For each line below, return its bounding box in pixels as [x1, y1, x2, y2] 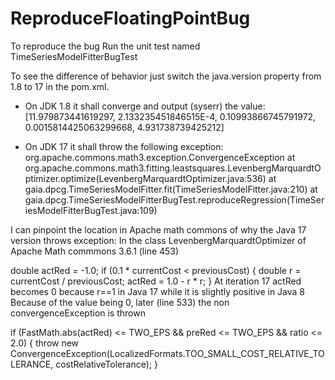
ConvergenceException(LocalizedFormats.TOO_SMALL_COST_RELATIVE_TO [10, 347, 325, 359]
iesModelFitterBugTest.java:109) [24, 204, 158, 216]
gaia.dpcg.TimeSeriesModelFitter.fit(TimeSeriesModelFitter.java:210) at [24, 183, 318, 195]
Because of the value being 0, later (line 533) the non [10, 296, 230, 308]
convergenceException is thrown [10, 307, 146, 319]
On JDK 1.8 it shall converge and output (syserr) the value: [24, 100, 266, 112]
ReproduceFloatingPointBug [10, 7, 251, 30]
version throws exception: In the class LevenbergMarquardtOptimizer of [10, 234, 307, 246]
